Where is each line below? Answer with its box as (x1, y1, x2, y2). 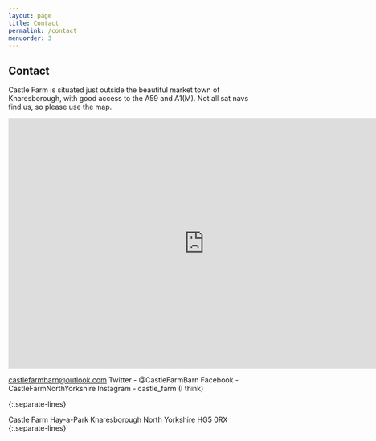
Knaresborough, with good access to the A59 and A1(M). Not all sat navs (8, 94, 249, 103)
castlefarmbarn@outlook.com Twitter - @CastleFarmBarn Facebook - (8, 375, 239, 385)
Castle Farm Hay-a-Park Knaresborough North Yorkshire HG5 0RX (8, 415, 228, 425)
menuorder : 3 (8, 34, 52, 42)
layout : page (8, 11, 52, 20)
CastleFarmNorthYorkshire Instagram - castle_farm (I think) (8, 384, 204, 394)
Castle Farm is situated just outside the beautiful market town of (8, 85, 220, 95)
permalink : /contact (8, 26, 78, 34)
